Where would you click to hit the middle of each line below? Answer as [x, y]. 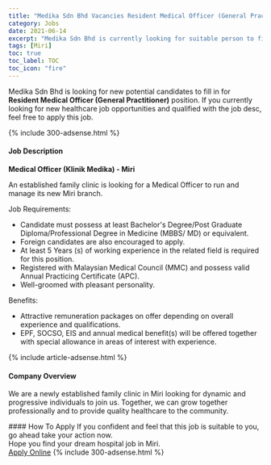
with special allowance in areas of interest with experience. [118, 341]
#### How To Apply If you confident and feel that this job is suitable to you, [134, 427]
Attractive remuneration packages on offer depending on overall [127, 316]
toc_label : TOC [34, 61]
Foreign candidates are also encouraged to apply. [102, 241]
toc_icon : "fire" [38, 69]
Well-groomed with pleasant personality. [88, 284]
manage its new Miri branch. [56, 193]
